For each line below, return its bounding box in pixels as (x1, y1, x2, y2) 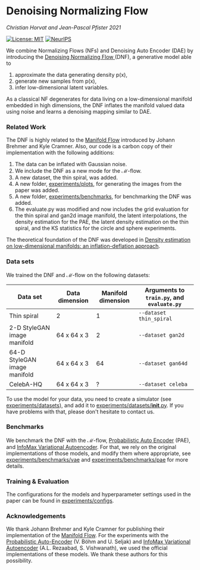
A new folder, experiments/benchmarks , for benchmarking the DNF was (14, 193, 192, 200)
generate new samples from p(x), (14, 77, 97, 85)
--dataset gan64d (138, 360, 187, 367)
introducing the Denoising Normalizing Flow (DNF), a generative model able (6, 53, 192, 60)
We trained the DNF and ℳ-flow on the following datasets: (6, 271, 151, 278)
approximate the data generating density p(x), (14, 71, 128, 78)
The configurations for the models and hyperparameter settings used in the (6, 491, 192, 498)
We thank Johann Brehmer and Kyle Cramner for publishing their (6, 525, 165, 532)
